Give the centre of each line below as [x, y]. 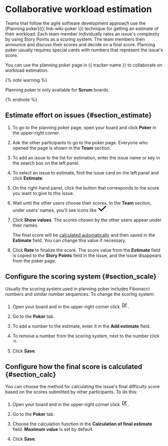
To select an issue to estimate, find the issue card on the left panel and [86, 172]
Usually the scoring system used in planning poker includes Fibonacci [77, 289]
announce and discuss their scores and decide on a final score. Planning [80, 44]
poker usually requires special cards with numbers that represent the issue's [84, 50]
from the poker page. [34, 260]
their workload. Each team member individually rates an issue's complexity [82, 34]
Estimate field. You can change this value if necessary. [69, 240]
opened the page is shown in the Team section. [62, 148]
